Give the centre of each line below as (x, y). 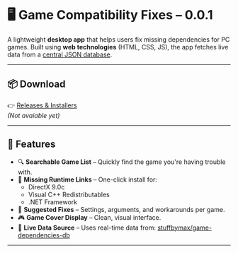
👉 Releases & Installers (42, 105)
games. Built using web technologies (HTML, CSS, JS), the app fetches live (118, 47)
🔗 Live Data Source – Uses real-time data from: (87, 228)
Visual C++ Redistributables (69, 194)
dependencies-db (44, 235)
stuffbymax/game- (185, 228)
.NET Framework (53, 202)
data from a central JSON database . (60, 54)
